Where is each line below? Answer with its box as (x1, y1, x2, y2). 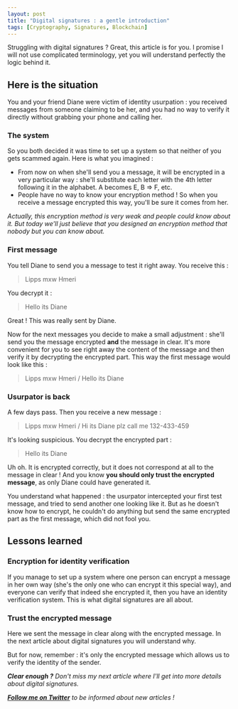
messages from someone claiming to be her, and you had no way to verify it (7, 105, 229, 114)
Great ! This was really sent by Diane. (7, 316, 117, 324)
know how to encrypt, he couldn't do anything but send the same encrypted (7, 507, 230, 516)
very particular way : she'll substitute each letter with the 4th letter (17, 176, 212, 184)
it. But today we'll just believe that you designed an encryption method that (7, 220, 227, 228)
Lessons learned (7, 535, 83, 548)
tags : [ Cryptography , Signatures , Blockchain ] (7, 23, 148, 31)
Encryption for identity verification (7, 556, 130, 566)
